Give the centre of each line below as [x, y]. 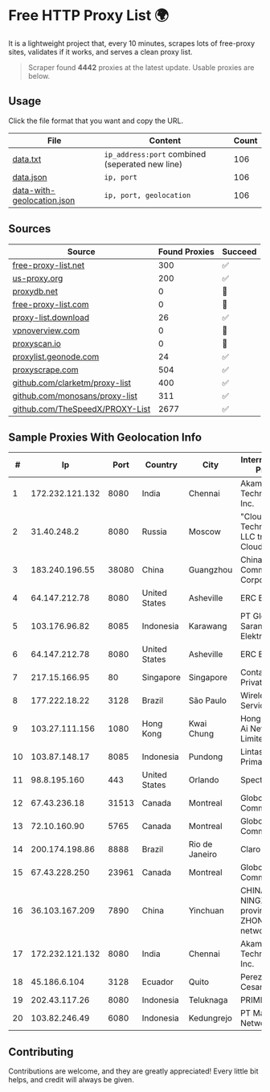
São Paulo [208, 700]
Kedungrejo [211, 1018]
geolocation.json [44, 200]
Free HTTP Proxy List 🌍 [89, 16]
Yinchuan [207, 911]
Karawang [208, 626]
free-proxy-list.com [51, 304]
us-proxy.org [38, 278]
